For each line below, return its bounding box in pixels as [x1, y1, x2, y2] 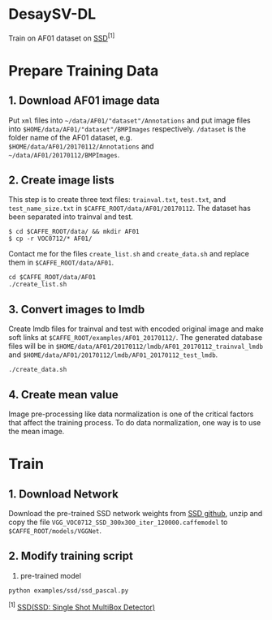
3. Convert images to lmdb [8, 302, 145, 316]
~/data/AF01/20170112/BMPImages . [8, 149, 120, 159]
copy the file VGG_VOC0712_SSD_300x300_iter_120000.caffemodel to [8, 517, 228, 527]
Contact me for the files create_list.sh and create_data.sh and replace [8, 249, 249, 259]
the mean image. [8, 427, 65, 437]
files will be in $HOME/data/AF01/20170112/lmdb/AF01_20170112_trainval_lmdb [8, 342, 264, 351]
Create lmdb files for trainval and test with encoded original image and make [8, 324, 264, 334]
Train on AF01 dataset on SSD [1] [8, 32, 115, 43]
